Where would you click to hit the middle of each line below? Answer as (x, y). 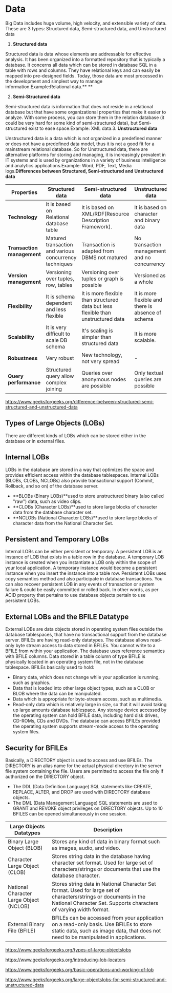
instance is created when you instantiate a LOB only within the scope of (81, 562)
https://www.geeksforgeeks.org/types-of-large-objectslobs (68, 950)
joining (54, 389)
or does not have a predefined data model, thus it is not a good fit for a (80, 144)
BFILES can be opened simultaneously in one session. (70, 814)
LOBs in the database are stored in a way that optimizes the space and (80, 470)
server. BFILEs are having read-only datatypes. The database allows (77, 640)
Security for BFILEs (37, 748)
